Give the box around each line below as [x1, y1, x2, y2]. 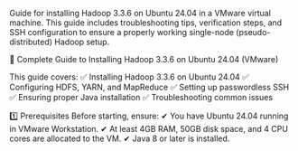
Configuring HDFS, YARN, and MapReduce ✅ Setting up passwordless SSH [9, 81, 290, 92]
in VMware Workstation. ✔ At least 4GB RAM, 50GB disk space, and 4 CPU [9, 124, 289, 134]
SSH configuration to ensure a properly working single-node [9, 27, 235, 37]
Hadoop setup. [53, 36, 110, 47]
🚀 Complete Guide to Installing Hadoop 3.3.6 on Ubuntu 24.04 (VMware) [9, 54, 279, 64]
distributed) [9, 36, 52, 47]
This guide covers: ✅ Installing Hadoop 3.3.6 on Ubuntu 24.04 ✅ [9, 71, 250, 82]
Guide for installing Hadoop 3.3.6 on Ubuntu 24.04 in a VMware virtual [9, 8, 271, 18]
